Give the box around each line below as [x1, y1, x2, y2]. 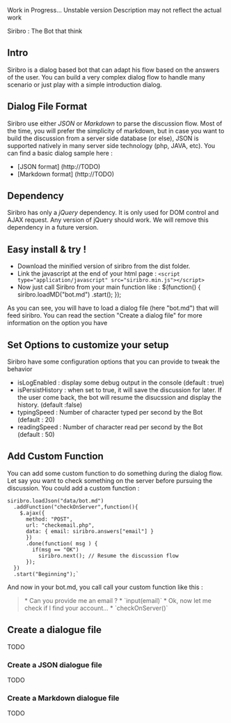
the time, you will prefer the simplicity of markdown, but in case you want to [7, 126, 225, 135]
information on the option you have [7, 319, 108, 327]
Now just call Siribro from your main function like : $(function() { [17, 283, 201, 292]
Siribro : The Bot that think [7, 27, 83, 35]
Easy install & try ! [7, 244, 87, 255]
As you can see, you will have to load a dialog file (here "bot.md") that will [7, 304, 219, 313]
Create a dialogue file [7, 624, 102, 636]
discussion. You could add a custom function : [7, 484, 140, 492]
